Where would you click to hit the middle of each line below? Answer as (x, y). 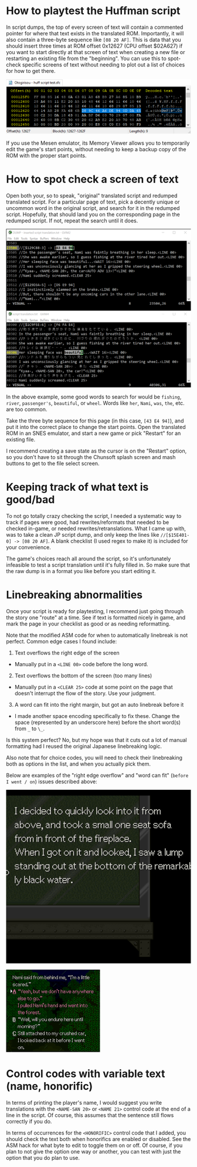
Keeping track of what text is (77, 487)
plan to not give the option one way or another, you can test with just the (94, 1151)
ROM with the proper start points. (46, 156)
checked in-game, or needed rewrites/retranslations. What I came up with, (96, 528)
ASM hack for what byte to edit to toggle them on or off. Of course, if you (94, 1145)
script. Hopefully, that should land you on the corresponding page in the (93, 215)
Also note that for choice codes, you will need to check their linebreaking (94, 757)
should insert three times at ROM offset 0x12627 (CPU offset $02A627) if (94, 46)
